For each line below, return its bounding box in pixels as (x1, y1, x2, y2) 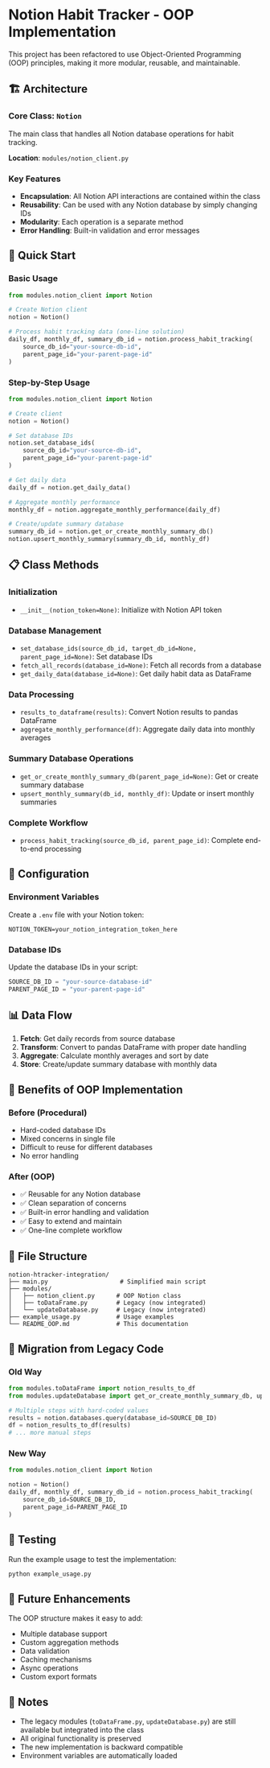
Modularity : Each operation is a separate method (19, 217, 184, 226)
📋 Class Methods (8, 558, 99, 572)
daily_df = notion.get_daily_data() (8, 483, 131, 492)
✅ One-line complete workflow (19, 1225, 123, 1235)
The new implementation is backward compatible (19, 1742, 183, 1752)
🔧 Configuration (8, 867, 90, 881)
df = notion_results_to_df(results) (8, 1421, 131, 1430)
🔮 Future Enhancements (8, 1592, 131, 1605)
